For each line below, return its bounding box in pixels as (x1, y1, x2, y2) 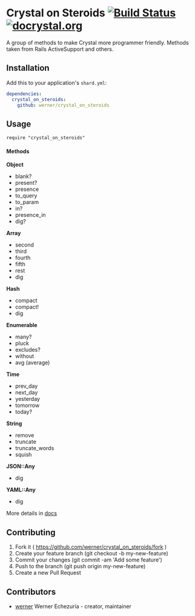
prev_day (15, 382, 38, 390)
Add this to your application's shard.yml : (6, 79, 107, 86)
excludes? (15, 346, 41, 354)
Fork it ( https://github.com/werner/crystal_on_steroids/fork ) (15, 543, 167, 551)
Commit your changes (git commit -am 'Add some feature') (15, 556, 162, 563)
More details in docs (6, 509, 58, 517)
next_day (15, 389, 38, 396)
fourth (15, 254, 31, 262)
